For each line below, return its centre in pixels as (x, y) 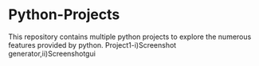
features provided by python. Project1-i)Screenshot (92, 45)
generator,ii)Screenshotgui (52, 53)
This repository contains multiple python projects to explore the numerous (130, 37)
